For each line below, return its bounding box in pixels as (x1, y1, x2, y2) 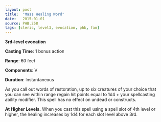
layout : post (5, 7, 32, 12)
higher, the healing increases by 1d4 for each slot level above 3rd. (5, 111, 138, 118)
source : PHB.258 (5, 21, 38, 26)
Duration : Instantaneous (5, 77, 54, 83)
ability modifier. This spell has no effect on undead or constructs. (5, 97, 137, 103)
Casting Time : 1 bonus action (5, 49, 65, 54)
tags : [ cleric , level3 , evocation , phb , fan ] (5, 25, 99, 30)
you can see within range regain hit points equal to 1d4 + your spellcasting (5, 92, 155, 98)
